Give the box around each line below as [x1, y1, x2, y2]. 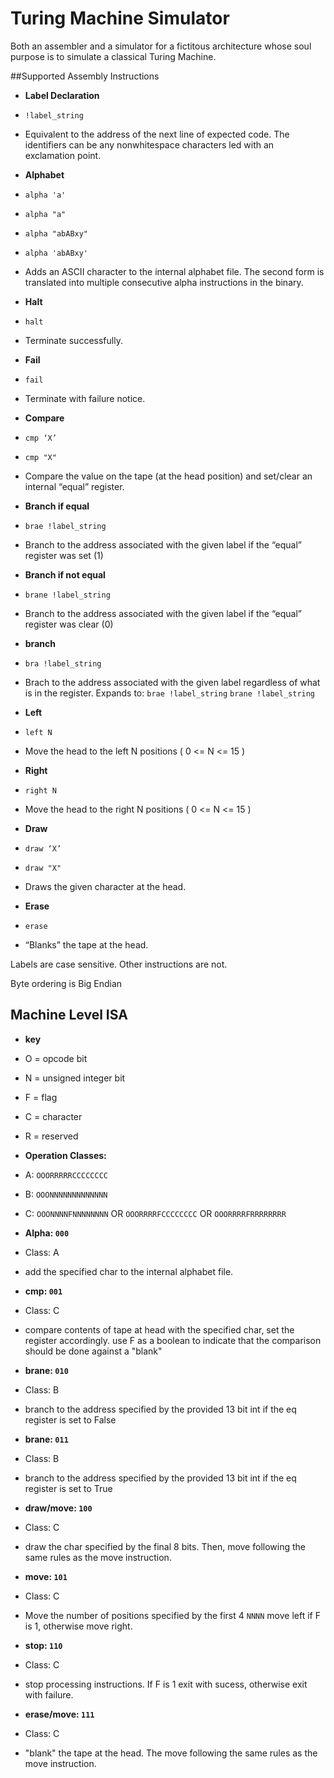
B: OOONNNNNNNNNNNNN [24, 1188, 108, 1200]
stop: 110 [24, 1639, 63, 1651]
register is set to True [24, 1482, 113, 1494]
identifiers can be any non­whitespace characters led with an [24, 138, 275, 151]
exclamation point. [24, 149, 102, 161]
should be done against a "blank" [24, 1345, 163, 1357]
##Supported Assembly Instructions [10, 70, 160, 82]
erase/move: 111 [24, 1708, 95, 1720]
